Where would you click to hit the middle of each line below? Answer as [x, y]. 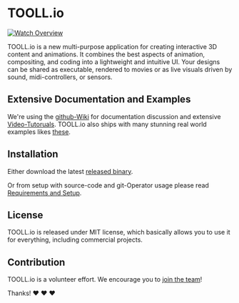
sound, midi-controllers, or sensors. [60, 77]
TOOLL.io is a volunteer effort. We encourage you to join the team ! [105, 279]
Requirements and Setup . [45, 192]
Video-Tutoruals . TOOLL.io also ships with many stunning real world [107, 124]
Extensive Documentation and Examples [99, 99]
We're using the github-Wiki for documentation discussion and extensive [114, 116]
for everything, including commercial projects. [75, 240]
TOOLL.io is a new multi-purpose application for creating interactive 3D [112, 46]
